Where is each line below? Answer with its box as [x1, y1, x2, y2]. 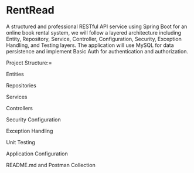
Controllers [6, 104, 33, 111]
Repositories [6, 82, 36, 89]
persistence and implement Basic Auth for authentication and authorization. [6, 48, 189, 55]
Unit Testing [6, 138, 35, 145]
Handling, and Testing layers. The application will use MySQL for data [6, 42, 174, 49]
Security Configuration [6, 116, 61, 123]
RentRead [6, 4, 55, 17]
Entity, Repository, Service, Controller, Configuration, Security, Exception [6, 35, 182, 42]
